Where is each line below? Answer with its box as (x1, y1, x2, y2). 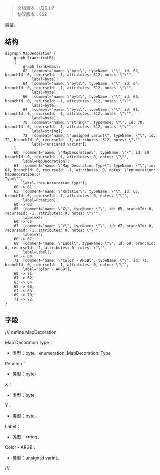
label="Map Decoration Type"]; (23, 181, 87, 185)
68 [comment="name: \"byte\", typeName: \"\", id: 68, (23, 107, 140, 112)
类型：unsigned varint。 (12, 455, 62, 461)
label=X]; (23, 215, 43, 220)
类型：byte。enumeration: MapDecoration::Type (12, 350, 111, 356)
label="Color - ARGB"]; (23, 267, 72, 272)
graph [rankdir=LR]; (14, 55, 56, 60)
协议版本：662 (17, 11, 47, 17)
